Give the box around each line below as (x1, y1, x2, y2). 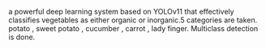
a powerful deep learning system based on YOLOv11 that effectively (8, 7, 234, 16)
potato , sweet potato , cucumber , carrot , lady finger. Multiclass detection (8, 24, 259, 33)
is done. (8, 32, 36, 42)
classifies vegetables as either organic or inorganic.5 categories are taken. (8, 15, 258, 25)
